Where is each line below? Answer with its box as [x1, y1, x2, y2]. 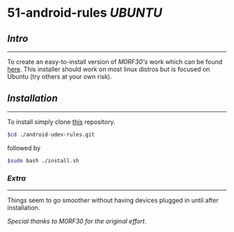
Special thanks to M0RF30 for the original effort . [7, 217, 147, 225]
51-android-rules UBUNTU [7, 5, 162, 21]
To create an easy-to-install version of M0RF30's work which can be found [7, 58, 223, 65]
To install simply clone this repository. [7, 117, 116, 126]
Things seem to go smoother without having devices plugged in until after [7, 196, 219, 204]
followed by [7, 144, 41, 152]
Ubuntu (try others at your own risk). [7, 72, 113, 81]
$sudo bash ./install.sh [7, 157, 79, 164]
